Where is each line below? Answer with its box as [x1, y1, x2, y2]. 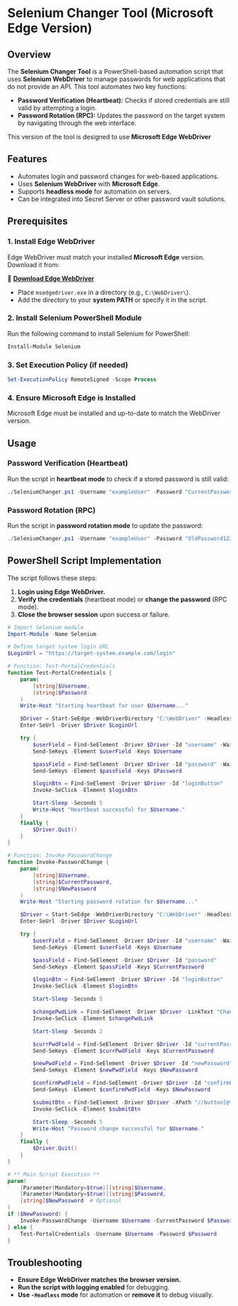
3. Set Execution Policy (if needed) [7, 360, 129, 370]
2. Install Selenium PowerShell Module [7, 313, 142, 323]
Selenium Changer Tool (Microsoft [7, 5, 214, 21]
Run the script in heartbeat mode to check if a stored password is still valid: [7, 474, 229, 483]
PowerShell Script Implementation [7, 555, 161, 567]
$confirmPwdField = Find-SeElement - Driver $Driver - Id [33, 1079, 201, 1087]
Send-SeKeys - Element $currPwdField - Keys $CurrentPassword [33, 1047, 214, 1054]
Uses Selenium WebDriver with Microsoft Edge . [17, 179, 160, 188]
